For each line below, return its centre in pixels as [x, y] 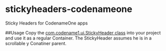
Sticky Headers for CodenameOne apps [47, 23]
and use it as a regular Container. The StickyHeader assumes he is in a [78, 38]
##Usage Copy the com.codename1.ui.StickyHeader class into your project [83, 32]
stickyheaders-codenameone [69, 9]
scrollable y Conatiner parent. [36, 43]
